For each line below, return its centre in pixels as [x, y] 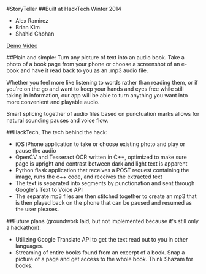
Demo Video [22, 46]
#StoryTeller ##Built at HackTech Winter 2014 [64, 9]
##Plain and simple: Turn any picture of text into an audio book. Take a [96, 57]
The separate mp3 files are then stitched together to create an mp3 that [106, 196]
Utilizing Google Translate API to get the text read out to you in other [101, 239]
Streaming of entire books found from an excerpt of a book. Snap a [100, 253]
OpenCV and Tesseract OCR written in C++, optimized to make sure [101, 157]
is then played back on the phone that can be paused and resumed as [103, 203]
